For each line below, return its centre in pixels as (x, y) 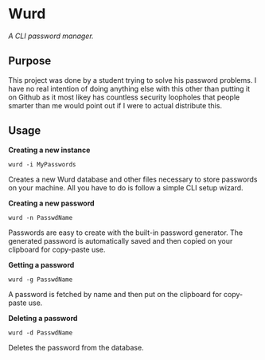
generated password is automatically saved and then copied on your (121, 241)
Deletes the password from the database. (76, 347)
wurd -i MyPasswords (43, 164)
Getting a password (41, 264)
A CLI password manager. (51, 36)
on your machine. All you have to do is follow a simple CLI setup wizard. (126, 187)
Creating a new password (51, 203)
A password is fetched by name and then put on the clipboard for (115, 294)
